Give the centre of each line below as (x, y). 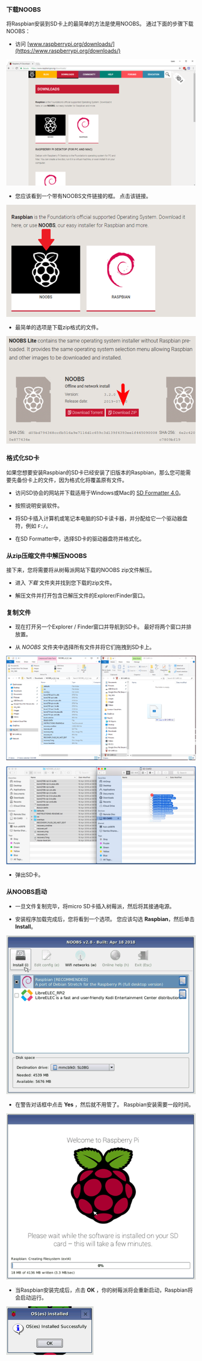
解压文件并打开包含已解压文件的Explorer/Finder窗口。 (81, 596)
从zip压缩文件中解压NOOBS (47, 556)
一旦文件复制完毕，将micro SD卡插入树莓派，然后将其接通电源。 (95, 906)
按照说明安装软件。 (39, 505)
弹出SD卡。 (29, 875)
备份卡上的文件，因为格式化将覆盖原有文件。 (72, 480)
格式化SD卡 (23, 458)
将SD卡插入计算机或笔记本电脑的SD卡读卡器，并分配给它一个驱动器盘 (101, 518)
